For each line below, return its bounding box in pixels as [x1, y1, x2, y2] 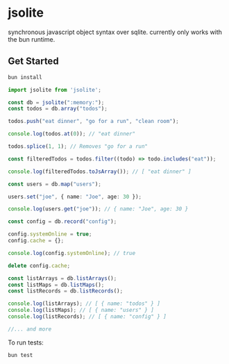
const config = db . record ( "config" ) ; [8, 218, 117, 225]
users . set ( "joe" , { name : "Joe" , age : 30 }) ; [8, 193, 142, 200]
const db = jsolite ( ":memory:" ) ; [8, 99, 105, 106]
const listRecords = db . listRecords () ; [8, 288, 124, 295]
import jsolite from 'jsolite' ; [8, 86, 101, 93]
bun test [8, 351, 33, 358]
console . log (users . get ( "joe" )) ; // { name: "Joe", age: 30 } [8, 206, 189, 213]
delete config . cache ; [8, 262, 71, 269]
